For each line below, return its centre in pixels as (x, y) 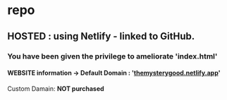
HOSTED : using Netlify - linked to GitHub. (101, 36)
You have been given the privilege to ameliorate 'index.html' (112, 56)
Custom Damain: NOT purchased (56, 88)
